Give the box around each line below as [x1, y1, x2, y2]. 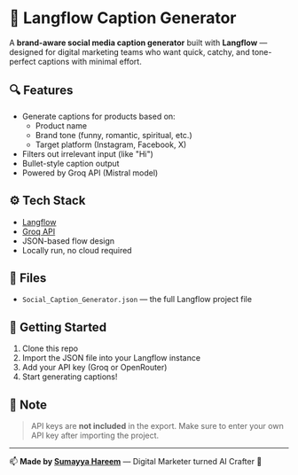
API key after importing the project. [30, 430, 160, 440]
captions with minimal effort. [37, 56, 142, 66]
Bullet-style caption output [21, 158, 120, 168]
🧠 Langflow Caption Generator [9, 8, 237, 28]
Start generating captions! [21, 371, 118, 382]
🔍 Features [9, 83, 74, 98]
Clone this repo [21, 343, 78, 354]
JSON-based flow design [21, 235, 115, 246]
